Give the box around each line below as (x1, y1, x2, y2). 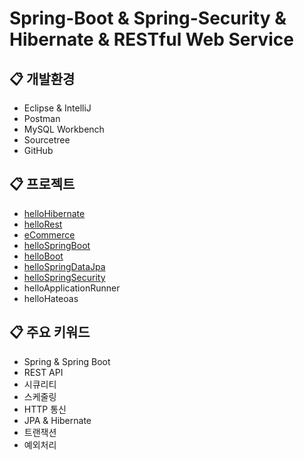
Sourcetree (23, 134, 71, 146)
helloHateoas (23, 292, 79, 304)
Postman (23, 113, 61, 124)
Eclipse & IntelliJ (23, 102, 92, 114)
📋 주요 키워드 (9, 324, 91, 341)
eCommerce (23, 228, 76, 241)
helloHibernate (23, 207, 86, 219)
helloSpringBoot (23, 239, 91, 251)
